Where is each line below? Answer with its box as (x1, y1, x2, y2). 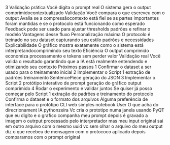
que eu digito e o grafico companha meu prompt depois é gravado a (5, 112, 148, 119)
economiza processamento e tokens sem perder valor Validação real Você (5, 53, 161, 59)
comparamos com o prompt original (5, 134, 80, 140)
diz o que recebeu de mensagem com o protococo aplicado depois (5, 129, 146, 134)
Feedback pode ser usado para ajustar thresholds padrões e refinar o (5, 26, 151, 32)
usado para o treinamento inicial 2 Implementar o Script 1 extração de (5, 69, 151, 75)
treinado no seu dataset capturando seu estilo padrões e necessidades (5, 37, 154, 43)
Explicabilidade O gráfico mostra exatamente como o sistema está (5, 42, 144, 48)
